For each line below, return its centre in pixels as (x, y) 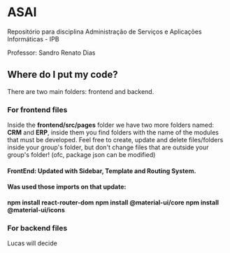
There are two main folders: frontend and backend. (81, 91)
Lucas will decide (32, 243)
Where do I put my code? (63, 75)
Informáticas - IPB (33, 39)
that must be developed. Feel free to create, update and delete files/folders (115, 140)
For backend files (37, 228)
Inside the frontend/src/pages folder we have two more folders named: (111, 125)
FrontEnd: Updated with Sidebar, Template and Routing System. (102, 171)
